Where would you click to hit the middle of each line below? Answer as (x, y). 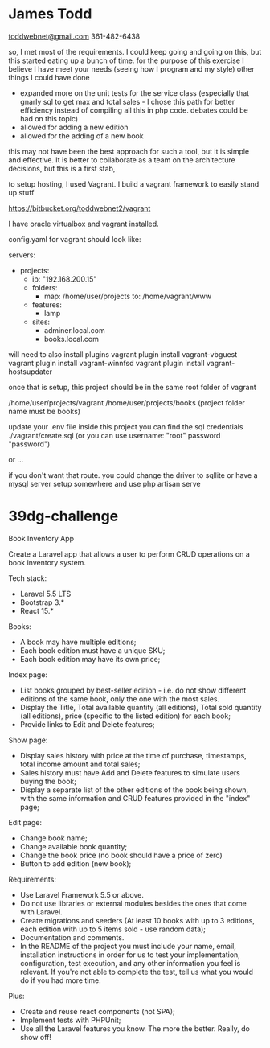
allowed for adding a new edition (74, 127)
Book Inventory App (41, 538)
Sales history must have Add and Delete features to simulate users (130, 772)
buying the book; (48, 781)
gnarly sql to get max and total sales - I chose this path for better (127, 101)
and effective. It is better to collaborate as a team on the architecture (122, 160)
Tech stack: (27, 578)
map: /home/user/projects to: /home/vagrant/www (127, 296)
